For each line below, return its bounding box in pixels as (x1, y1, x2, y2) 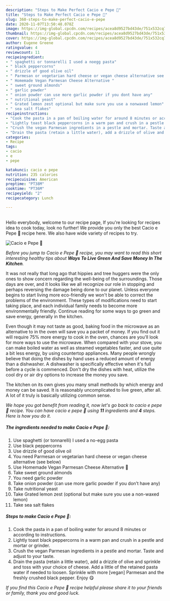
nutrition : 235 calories (6, 172, 58, 177)
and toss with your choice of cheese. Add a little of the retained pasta (13, 564, 158, 570)
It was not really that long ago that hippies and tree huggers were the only (6, 270, 159, 276)
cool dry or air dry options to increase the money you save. (6, 371, 129, 378)
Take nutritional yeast (13, 485, 58, 492)
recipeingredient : (6, 54, 44, 60)
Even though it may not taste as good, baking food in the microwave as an (6, 323, 160, 329)
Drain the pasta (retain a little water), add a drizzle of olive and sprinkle (13, 558, 161, 565)
